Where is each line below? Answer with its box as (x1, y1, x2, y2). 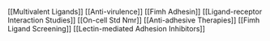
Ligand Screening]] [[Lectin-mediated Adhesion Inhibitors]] (7, 24, 206, 33)
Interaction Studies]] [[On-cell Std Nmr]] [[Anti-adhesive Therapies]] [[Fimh (7, 15, 260, 25)
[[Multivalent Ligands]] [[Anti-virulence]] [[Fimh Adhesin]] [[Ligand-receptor (7, 7, 263, 16)
